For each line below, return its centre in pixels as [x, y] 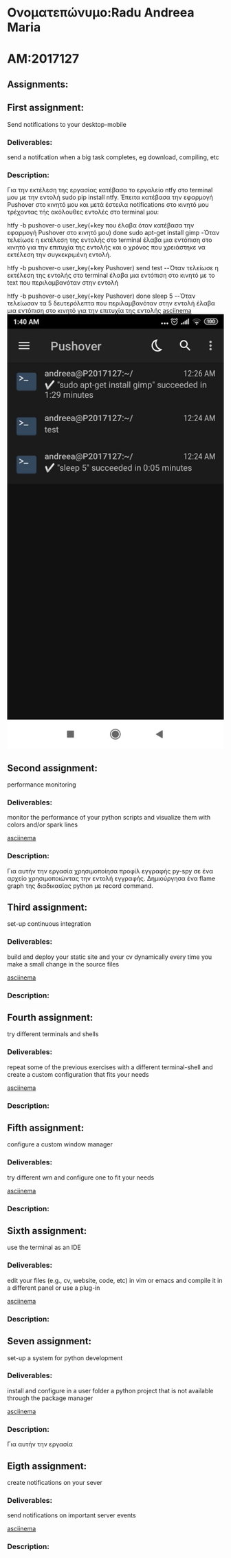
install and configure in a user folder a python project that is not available [111, 1390]
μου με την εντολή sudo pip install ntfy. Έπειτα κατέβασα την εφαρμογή [110, 197]
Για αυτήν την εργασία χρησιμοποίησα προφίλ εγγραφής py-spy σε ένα [110, 871]
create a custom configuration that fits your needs [78, 1074]
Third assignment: [47, 907]
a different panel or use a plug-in [54, 1288]
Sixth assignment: [47, 1231]
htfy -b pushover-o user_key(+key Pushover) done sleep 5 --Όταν [101, 296]
